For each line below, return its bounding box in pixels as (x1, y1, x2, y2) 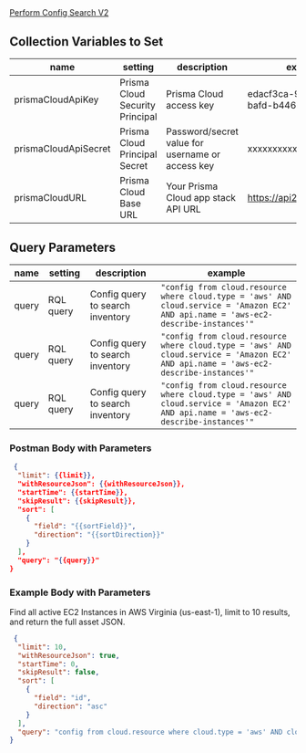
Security (119, 99, 157, 112)
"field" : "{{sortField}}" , (33, 522, 137, 531)
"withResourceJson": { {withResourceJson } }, (17, 479, 185, 489)
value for (166, 137, 204, 150)
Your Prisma (166, 180, 219, 193)
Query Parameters (9, 239, 117, 255)
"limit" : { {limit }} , (17, 471, 96, 480)
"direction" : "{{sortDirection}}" (33, 530, 166, 539)
